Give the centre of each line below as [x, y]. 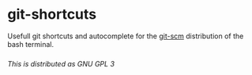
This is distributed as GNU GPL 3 [61, 63]
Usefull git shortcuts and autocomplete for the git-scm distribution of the [126, 36]
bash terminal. [31, 44]
